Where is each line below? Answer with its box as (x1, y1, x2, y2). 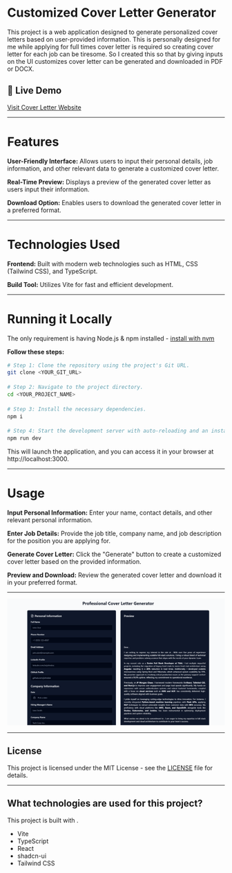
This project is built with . (7, 816, 79, 824)
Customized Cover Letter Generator (7, 5, 216, 21)
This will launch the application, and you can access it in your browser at (7, 447, 214, 456)
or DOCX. (7, 64, 35, 73)
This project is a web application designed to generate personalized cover (7, 28, 218, 36)
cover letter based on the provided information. (7, 557, 142, 566)
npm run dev (7, 435, 41, 442)
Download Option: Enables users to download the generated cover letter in (7, 198, 222, 207)
